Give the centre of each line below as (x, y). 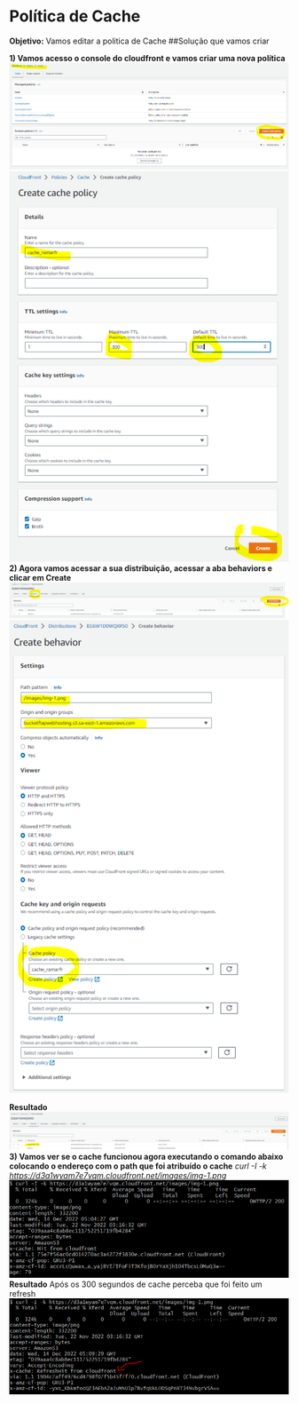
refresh (23, 1294)
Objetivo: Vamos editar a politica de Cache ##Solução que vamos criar (139, 41)
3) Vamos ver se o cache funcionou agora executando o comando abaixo (146, 1157)
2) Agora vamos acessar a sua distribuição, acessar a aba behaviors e (141, 568)
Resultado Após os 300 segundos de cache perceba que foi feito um (136, 1284)
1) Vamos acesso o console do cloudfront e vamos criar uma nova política (147, 58)
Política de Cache (75, 16)
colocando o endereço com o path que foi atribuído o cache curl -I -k (138, 1166)
